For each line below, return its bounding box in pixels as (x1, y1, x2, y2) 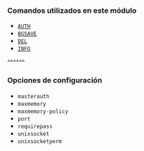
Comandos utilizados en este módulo (7, 6, 137, 16)
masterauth (17, 92, 50, 100)
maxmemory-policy (17, 108, 69, 115)
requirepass (17, 123, 53, 130)
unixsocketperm (17, 138, 63, 145)
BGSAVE (17, 30, 37, 37)
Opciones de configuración (7, 75, 103, 85)
